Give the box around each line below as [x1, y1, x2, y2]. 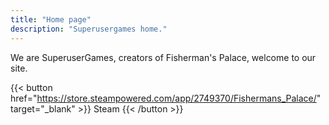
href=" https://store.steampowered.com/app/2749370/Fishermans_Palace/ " [10, 92, 322, 104]
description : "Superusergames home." [10, 24, 168, 34]
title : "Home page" [10, 14, 92, 25]
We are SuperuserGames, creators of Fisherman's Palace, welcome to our [10, 51, 317, 63]
